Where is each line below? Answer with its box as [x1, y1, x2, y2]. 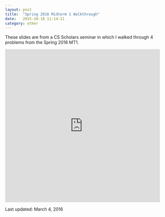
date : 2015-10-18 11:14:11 [5, 16, 65, 21]
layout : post [5, 7, 32, 12]
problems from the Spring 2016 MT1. [5, 40, 79, 46]
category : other [5, 21, 38, 26]
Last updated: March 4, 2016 [5, 206, 63, 212]
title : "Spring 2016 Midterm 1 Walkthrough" [5, 12, 100, 17]
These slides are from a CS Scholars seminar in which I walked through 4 [5, 34, 153, 40]
